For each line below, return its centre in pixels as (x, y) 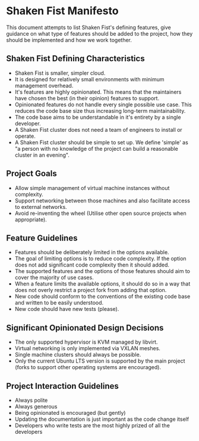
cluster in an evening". (42, 155)
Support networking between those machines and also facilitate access (102, 201)
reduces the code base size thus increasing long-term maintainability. (100, 110)
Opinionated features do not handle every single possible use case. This (103, 104)
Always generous (36, 407)
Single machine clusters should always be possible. (78, 355)
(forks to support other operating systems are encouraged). (88, 367)
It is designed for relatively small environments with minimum (89, 79)
